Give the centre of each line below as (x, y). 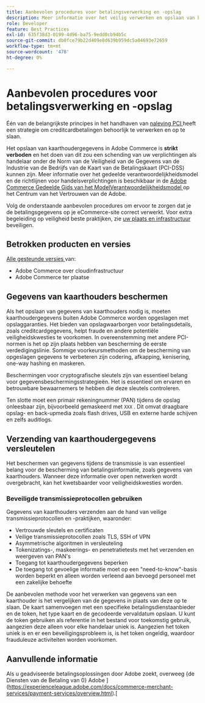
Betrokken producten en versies (69, 244)
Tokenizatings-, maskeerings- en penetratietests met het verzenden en (104, 550)
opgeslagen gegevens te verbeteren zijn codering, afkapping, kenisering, (99, 357)
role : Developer (27, 23)
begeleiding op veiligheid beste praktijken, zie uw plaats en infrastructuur (99, 219)
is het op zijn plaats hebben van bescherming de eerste (97, 344)
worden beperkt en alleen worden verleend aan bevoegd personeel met (105, 576)
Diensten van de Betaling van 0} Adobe (56, 680)
